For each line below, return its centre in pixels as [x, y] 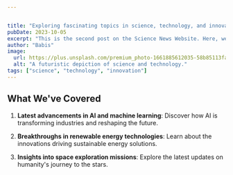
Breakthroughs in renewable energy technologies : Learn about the [114, 136]
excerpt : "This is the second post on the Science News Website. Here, [113, 39]
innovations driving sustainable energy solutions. [87, 143]
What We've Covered [54, 99]
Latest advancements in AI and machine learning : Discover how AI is [117, 116]
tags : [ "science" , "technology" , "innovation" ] [77, 71]
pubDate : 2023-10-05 [37, 32]
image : [17, 52]
